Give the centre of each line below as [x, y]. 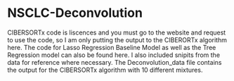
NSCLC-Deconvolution [75, 13]
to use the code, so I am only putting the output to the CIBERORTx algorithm [117, 39]
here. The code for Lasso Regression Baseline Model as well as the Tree [112, 47]
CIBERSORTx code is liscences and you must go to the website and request [117, 32]
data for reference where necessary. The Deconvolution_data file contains [115, 62]
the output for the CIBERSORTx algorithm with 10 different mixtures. [105, 70]
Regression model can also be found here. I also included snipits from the [113, 55]
